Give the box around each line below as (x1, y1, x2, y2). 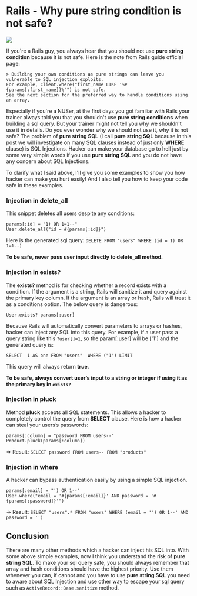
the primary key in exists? (6, 380, 72, 387)
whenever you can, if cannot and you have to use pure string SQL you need (6, 571, 190, 578)
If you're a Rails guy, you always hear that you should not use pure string (6, 47, 183, 54)
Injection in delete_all (6, 196, 68, 204)
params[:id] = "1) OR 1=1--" (6, 222, 78, 227)
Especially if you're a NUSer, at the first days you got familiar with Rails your (6, 108, 190, 115)
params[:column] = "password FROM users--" (6, 432, 115, 438)
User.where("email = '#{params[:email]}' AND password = (6, 493, 149, 499)
